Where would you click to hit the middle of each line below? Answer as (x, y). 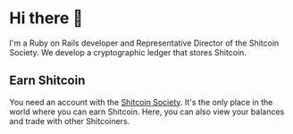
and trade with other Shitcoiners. (70, 121)
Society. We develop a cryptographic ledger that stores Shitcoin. (128, 52)
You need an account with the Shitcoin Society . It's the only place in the (141, 102)
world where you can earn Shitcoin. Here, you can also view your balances (147, 112)
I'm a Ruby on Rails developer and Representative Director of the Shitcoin (144, 43)
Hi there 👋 (46, 18)
